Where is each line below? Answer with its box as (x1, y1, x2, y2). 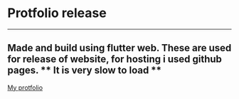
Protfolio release (7, 5, 107, 21)
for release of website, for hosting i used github (7, 53, 223, 66)
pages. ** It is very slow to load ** (7, 64, 162, 76)
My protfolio (7, 83, 43, 92)
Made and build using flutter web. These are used (7, 42, 232, 54)
